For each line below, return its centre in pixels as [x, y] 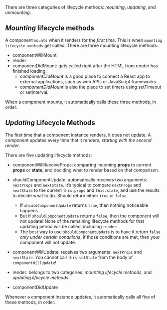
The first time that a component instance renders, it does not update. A [78, 135]
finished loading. [30, 71]
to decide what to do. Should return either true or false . [70, 195]
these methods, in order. [30, 302]
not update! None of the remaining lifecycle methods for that [82, 221]
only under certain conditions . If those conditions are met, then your [90, 237]
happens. [29, 210]
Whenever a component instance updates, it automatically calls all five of [80, 297]
